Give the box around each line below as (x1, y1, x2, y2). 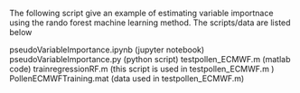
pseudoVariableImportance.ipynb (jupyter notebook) (9, 44, 205, 55)
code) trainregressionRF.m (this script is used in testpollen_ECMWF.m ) (9, 63, 275, 74)
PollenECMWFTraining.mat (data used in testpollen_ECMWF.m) (9, 73, 245, 84)
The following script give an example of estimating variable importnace (9, 8, 274, 18)
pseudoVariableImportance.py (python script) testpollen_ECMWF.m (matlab (9, 54, 291, 64)
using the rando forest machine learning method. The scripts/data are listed (9, 17, 291, 28)
